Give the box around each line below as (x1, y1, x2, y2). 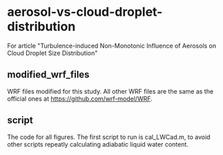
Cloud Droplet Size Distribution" (7, 49, 98, 57)
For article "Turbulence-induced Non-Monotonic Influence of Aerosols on (7, 41, 217, 50)
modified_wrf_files (7, 69, 90, 81)
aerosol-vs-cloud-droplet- (7, 4, 163, 20)
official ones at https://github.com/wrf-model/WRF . (7, 94, 153, 103)
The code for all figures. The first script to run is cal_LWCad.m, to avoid (7, 132, 211, 141)
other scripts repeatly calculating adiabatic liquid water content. (7, 140, 188, 148)
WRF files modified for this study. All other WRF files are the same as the (7, 87, 214, 95)
